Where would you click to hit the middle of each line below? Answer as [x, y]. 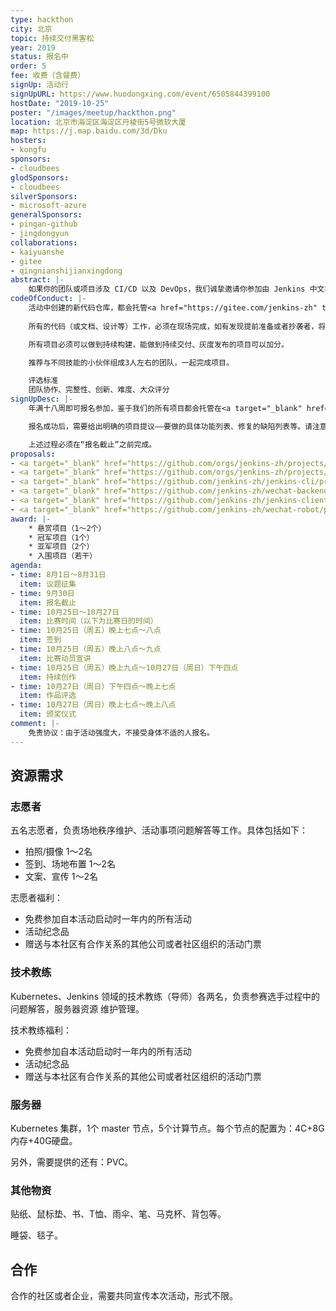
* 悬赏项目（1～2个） [67, 528]
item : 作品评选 [48, 696]
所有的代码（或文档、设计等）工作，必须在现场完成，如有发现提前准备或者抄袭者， [173, 326]
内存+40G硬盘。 [44, 1140]
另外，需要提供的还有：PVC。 [72, 1162]
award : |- [31, 519]
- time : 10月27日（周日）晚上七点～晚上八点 [93, 705]
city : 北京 [31, 29]
